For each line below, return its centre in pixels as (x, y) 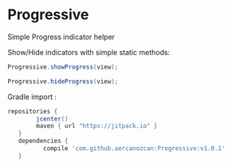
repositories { (33, 111)
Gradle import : (32, 97)
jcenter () (52, 119)
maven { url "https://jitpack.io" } (97, 126)
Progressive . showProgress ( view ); (63, 67)
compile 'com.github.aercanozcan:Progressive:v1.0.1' (134, 149)
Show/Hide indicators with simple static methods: (89, 52)
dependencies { (43, 141)
